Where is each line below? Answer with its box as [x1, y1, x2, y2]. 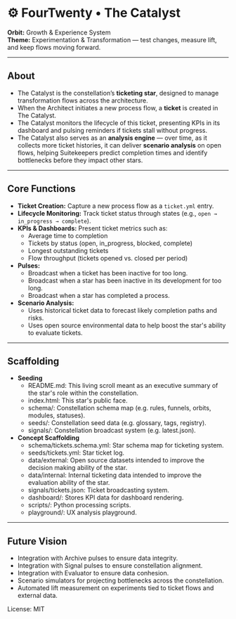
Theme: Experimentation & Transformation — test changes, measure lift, [7, 35, 218, 44]
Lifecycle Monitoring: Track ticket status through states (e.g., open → [17, 209, 218, 217]
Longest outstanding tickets [27, 246, 109, 254]
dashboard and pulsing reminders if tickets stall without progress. [17, 126, 208, 134]
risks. [27, 313, 44, 322]
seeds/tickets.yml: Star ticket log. [27, 448, 125, 457]
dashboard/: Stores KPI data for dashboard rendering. [27, 493, 184, 502]
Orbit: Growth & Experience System [7, 28, 111, 37]
